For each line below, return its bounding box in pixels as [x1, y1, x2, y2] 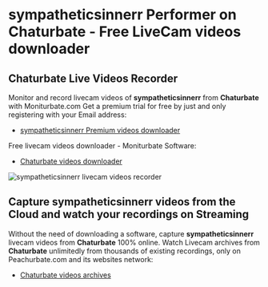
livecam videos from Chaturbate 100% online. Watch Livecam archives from [8, 237, 260, 247]
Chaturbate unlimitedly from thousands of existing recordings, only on [8, 246, 242, 256]
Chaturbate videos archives [19, 270, 112, 280]
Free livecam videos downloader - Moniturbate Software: [8, 141, 197, 150]
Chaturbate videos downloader [19, 156, 122, 166]
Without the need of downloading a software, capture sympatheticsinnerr [8, 228, 254, 238]
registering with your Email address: [8, 110, 127, 119]
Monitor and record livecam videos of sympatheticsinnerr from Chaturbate [8, 93, 260, 102]
